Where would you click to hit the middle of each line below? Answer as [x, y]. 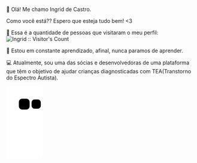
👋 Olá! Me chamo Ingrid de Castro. [49, 9]
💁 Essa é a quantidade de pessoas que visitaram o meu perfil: [82, 32]
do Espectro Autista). [32, 78]
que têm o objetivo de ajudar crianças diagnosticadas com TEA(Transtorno [99, 71]
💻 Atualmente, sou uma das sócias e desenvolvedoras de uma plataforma [98, 63]
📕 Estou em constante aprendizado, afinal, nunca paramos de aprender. [95, 51]
